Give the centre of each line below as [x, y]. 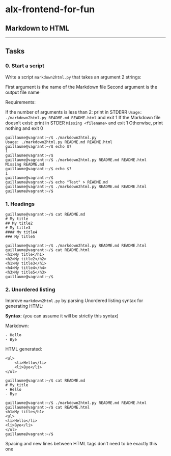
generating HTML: [24, 306]
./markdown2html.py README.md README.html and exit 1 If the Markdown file [83, 117]
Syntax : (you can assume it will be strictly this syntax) [62, 316]
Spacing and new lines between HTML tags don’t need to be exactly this [81, 444]
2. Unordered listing [30, 289]
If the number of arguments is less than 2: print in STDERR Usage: [74, 112]
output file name [22, 92]
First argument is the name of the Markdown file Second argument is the [81, 87]
